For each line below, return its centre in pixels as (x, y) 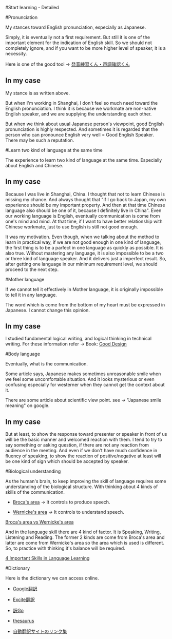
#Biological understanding (33, 471)
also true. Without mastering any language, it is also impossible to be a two (84, 253)
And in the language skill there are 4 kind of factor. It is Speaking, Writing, (83, 532)
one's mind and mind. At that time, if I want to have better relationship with (84, 221)
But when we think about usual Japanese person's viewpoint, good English (85, 124)
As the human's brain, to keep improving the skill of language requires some (86, 481)
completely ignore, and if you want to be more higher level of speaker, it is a (85, 48)
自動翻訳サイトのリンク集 (40, 631)
